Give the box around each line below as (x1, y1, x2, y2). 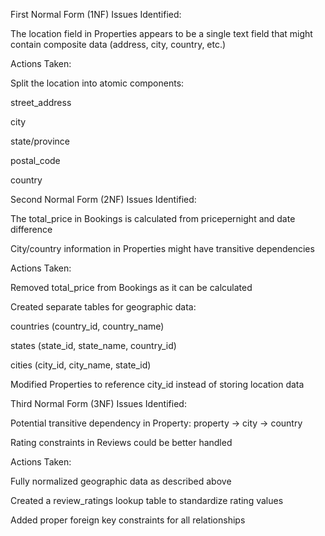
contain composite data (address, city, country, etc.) (10, 39, 227, 50)
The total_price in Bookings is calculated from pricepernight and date (10, 213, 296, 224)
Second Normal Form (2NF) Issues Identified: (10, 194, 197, 205)
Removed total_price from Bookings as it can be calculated (10, 282, 253, 293)
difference (10, 224, 53, 235)
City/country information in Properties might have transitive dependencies (10, 243, 315, 254)
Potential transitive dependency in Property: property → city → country (10, 417, 303, 429)
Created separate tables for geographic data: (10, 301, 197, 313)
